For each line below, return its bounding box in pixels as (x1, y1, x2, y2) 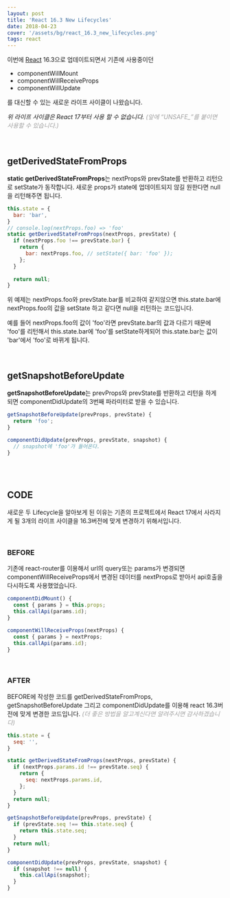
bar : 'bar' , (13, 212, 48, 218)
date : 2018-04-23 (7, 23, 57, 30)
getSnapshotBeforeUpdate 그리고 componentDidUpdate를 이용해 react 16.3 (7, 701, 218, 709)
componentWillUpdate (16, 84, 81, 92)
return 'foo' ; (13, 418, 54, 425)
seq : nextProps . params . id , (25, 777, 103, 784)
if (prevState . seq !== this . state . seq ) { (13, 821, 134, 828)
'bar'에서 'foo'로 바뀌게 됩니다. (7, 336, 90, 345)
